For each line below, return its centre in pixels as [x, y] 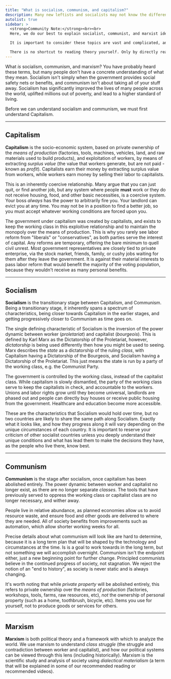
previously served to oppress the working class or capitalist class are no [81, 495]
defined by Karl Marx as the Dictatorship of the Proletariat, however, [77, 339]
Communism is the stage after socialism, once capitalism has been [76, 479]
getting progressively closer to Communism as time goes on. [69, 319]
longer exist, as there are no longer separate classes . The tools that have [82, 490]
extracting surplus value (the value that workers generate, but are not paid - [85, 163]
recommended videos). [30, 671]
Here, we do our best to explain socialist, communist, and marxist [84, 34]
